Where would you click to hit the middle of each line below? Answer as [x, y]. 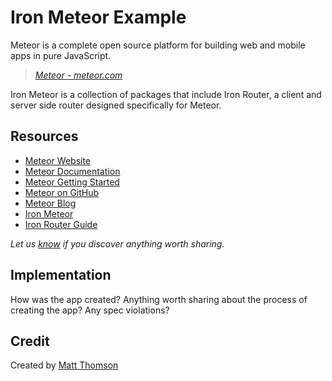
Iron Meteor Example [98, 17]
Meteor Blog [50, 203]
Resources [44, 136]
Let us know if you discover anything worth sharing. [117, 243]
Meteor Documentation [72, 171]
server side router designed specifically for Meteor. [116, 105]
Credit [30, 341]
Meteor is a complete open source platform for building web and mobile [158, 45]
